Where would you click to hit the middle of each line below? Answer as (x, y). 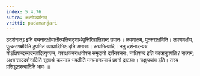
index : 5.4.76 (24, 12)
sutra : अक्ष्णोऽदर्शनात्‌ (27, 17)
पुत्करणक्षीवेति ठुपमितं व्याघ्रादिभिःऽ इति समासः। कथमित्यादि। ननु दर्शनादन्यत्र (77, 47)
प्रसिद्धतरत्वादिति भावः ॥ (28, 67)
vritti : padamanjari (32, 23)
